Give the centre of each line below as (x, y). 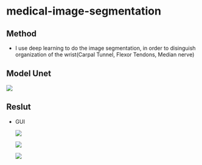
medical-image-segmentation (84, 11)
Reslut (19, 107)
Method (22, 34)
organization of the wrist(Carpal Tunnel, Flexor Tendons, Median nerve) (105, 55)
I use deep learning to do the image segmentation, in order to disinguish (105, 48)
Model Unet (29, 74)
